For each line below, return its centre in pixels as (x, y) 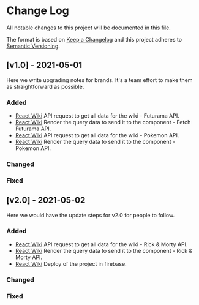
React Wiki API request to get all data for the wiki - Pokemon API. (97, 135)
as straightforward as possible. (45, 86)
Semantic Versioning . (33, 46)
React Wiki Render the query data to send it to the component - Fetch (103, 122)
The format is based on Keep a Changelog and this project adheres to (94, 39)
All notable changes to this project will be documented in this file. (89, 28)
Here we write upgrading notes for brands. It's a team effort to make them (99, 80)
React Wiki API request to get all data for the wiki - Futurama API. (97, 116)
